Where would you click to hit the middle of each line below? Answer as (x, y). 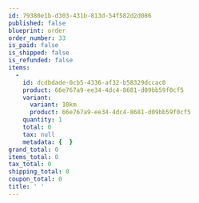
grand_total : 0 (34, 149)
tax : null (39, 134)
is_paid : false (34, 46)
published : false (37, 23)
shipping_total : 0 (39, 172)
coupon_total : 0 (35, 179)
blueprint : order (37, 30)
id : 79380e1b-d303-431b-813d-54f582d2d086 (80, 16)
